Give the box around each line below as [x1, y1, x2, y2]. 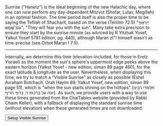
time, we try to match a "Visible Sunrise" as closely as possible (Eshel [5, 74, 145, 80]
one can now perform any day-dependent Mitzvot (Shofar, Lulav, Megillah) [5, 9, 154, 15]
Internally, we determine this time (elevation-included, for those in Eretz [5, 54, 148, 59]
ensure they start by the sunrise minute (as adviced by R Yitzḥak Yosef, [5, 30, 147, 35]
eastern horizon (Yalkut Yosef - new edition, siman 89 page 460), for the [5, 64, 150, 70]
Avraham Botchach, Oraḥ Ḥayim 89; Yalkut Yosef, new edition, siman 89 [5, 80, 149, 85]
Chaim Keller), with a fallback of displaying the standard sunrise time [5, 100, 142, 106]
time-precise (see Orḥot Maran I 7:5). [5, 40, 80, 45]
